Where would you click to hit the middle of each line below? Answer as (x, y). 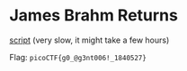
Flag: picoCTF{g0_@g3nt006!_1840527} (78, 57)
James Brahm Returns (93, 16)
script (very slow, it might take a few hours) (89, 40)
